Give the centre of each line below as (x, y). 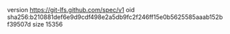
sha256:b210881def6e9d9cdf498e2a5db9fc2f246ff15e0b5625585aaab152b (115, 17)
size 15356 (48, 24)
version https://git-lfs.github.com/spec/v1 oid (71, 10)
